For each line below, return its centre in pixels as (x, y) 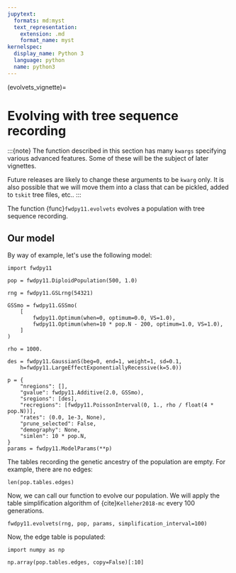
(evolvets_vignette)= (37, 87)
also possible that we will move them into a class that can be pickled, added (118, 187)
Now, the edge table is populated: (57, 537)
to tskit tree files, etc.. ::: (44, 194)
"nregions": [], (44, 387)
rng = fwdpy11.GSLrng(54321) (50, 293)
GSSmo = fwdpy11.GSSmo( (43, 306)
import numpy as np (36, 550)
